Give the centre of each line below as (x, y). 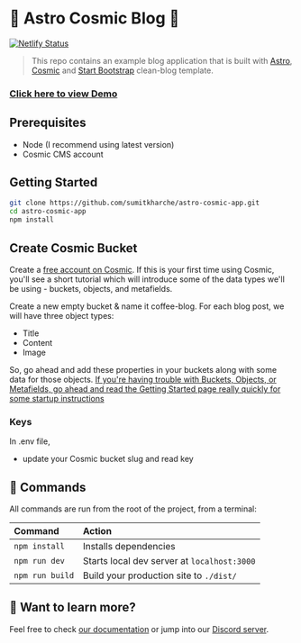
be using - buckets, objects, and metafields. (91, 288)
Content (37, 342)
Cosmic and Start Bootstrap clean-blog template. (123, 70)
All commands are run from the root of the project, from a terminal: (133, 509)
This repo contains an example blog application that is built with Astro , (162, 60)
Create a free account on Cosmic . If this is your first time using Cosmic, (142, 269)
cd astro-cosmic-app (48, 212)
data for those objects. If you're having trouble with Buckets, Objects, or (143, 379)
